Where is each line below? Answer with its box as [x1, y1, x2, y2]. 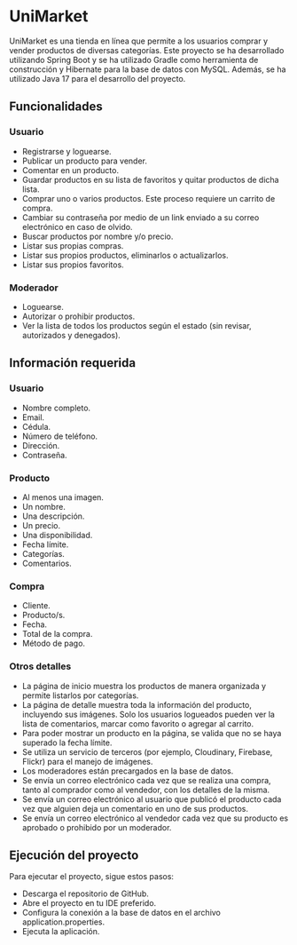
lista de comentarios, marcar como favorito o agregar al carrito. [21, 718, 254, 729]
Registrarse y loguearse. [21, 146, 113, 156]
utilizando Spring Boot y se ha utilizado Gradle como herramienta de [9, 54, 259, 65]
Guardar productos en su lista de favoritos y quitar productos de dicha [21, 174, 279, 185]
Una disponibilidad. [21, 529, 93, 540]
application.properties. [21, 917, 106, 927]
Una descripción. [21, 511, 85, 521]
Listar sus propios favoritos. [21, 259, 124, 270]
